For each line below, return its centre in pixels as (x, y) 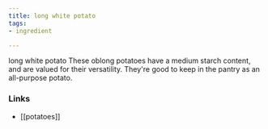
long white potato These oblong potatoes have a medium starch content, (130, 60)
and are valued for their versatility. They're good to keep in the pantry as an (134, 69)
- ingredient (30, 31)
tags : (17, 23)
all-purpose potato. (40, 78)
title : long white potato (52, 16)
